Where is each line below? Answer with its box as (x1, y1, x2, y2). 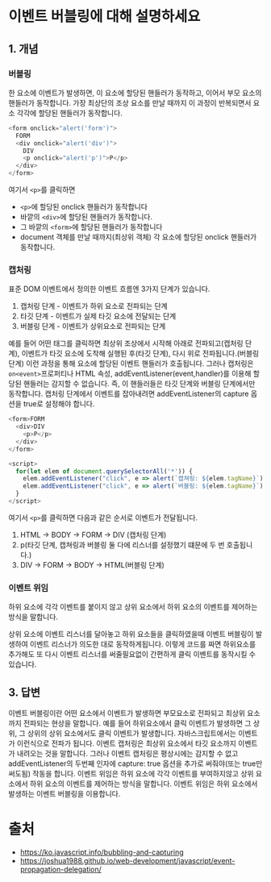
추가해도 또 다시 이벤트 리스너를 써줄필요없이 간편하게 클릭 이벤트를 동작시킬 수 (8, 650, 256, 659)
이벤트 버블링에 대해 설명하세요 (8, 7, 201, 26)
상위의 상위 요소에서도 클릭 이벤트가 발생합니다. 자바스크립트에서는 (27, 729, 236, 738)
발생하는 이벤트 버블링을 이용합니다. (8, 789, 121, 799)
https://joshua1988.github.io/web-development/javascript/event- (19, 855, 236, 865)
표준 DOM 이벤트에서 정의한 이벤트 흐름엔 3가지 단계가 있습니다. (8, 284, 211, 294)
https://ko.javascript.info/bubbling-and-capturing (19, 847, 184, 857)
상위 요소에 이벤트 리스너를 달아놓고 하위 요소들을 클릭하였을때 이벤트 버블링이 (8, 630, 254, 639)
